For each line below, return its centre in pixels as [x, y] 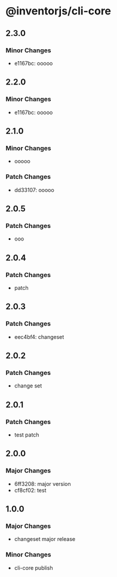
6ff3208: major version [42, 483]
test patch [27, 435]
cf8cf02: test [30, 490]
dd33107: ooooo [34, 190]
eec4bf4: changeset [39, 336]
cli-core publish [33, 567]
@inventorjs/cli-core [59, 11]
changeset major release [45, 539]
